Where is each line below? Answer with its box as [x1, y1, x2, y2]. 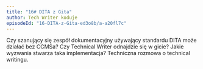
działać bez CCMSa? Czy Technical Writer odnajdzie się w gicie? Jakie [6, 43, 184, 50]
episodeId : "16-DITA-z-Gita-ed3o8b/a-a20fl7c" [6, 20, 127, 26]
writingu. [6, 56, 29, 64]
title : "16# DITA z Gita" [6, 8, 72, 15]
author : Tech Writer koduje [6, 15, 78, 21]
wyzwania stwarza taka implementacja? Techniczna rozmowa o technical [6, 50, 190, 57]
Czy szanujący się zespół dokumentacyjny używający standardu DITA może [6, 37, 197, 44]
